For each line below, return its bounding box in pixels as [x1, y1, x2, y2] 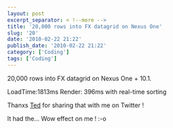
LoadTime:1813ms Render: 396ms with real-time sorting [7, 87, 167, 95]
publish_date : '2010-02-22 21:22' [7, 42, 107, 49]
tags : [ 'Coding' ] [7, 55, 57, 62]
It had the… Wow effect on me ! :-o [7, 114, 107, 122]
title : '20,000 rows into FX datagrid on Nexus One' [7, 23, 163, 30]
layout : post [7, 10, 45, 17]
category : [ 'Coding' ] [7, 49, 70, 56]
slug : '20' [7, 29, 39, 37]
